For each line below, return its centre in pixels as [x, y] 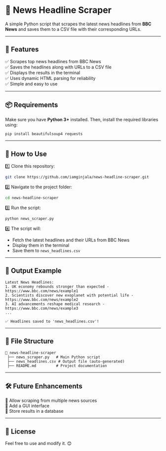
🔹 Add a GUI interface [27, 406]
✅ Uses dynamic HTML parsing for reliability [50, 78]
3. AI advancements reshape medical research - [55, 304]
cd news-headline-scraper [32, 198]
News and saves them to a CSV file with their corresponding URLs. [73, 29]
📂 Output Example [33, 271]
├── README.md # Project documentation [57, 366]
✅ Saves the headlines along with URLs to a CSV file [59, 67]
